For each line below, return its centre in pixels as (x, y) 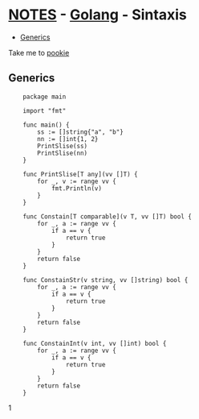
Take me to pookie (39, 52)
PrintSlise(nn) (63, 153)
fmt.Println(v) (77, 188)
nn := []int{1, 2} (68, 139)
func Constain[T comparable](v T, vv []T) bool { (108, 216)
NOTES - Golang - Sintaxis (97, 15)
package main (45, 97)
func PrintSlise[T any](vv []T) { (80, 174)
